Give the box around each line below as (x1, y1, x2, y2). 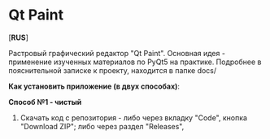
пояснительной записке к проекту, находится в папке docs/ (8, 65, 217, 75)
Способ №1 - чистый (8, 97, 82, 106)
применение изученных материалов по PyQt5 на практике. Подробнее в (8, 57, 262, 67)
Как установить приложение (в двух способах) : (8, 81, 181, 91)
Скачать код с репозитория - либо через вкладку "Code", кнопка (20, 112, 248, 123)
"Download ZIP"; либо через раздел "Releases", (20, 121, 185, 131)
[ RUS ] (8, 33, 28, 42)
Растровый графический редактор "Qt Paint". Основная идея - (8, 48, 226, 58)
